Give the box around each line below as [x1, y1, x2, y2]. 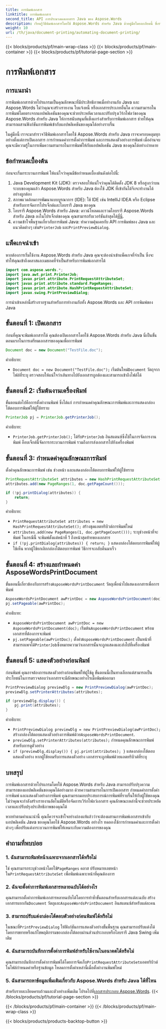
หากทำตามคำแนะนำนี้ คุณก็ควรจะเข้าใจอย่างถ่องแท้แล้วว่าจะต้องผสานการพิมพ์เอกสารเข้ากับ [5, 813, 151, 819]
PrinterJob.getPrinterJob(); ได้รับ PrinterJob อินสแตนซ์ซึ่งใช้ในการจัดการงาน [12, 434, 157, 440]
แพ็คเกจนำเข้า [5, 239, 39, 247]
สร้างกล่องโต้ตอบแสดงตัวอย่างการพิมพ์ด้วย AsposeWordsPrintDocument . [12, 732, 135, 737]
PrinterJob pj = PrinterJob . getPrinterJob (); [5, 415, 100, 420]
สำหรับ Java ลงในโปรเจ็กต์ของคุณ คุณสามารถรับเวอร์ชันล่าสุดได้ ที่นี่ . [12, 213, 124, 219]
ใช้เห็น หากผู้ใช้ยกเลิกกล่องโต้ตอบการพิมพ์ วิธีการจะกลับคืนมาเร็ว [12, 546, 116, 551]
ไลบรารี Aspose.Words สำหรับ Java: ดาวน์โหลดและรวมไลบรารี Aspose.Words [12, 208, 154, 214]
